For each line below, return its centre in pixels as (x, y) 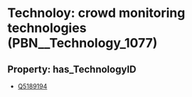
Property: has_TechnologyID (72, 69)
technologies (47, 28)
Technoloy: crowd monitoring (96, 13)
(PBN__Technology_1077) (82, 43)
